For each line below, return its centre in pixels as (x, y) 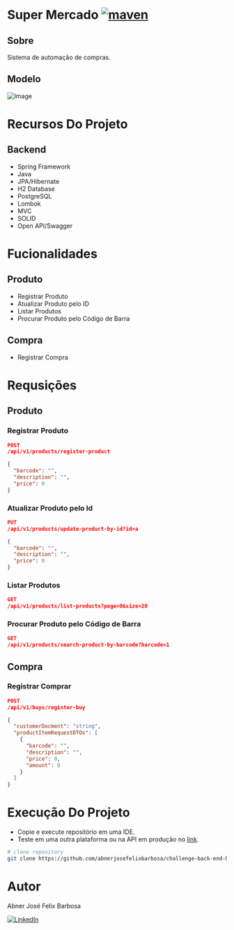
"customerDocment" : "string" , (57, 727)
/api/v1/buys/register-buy (46, 707)
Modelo (24, 79)
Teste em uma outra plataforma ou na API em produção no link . (108, 839)
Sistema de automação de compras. (59, 57)
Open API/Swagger (45, 226)
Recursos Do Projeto (68, 124)
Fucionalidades (52, 254)
